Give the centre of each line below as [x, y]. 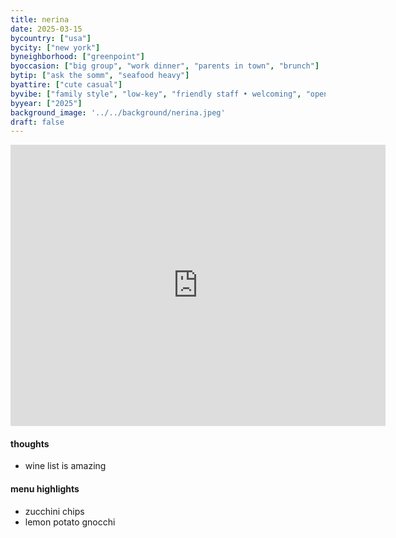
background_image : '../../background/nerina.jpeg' [118, 112]
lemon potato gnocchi [70, 522]
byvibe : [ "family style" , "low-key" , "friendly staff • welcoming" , [156, 94]
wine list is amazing [65, 466]
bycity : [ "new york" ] [55, 47]
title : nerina [40, 19]
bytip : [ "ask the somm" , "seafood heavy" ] [100, 76]
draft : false [37, 122]
